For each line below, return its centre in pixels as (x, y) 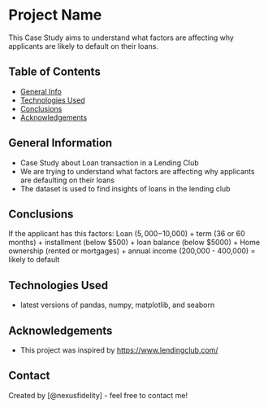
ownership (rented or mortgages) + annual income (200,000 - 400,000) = (132, 251)
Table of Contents (55, 72)
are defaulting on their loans (67, 180)
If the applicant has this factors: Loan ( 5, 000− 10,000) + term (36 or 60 (127, 234)
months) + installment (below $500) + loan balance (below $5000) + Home (134, 243)
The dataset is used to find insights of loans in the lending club (125, 188)
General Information (61, 143)
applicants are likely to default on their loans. (83, 46)
